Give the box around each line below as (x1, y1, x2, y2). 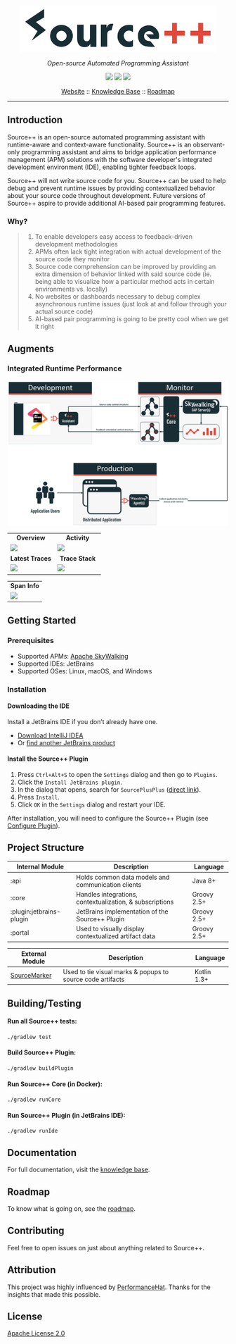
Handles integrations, (76, 890, 138, 898)
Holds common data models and (76, 873, 170, 881)
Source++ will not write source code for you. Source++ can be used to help (7, 176, 226, 185)
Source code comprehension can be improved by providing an (34, 263, 216, 271)
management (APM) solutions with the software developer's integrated (7, 155, 213, 163)
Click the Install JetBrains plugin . (17, 778, 123, 787)
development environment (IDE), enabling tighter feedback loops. (7, 163, 197, 171)
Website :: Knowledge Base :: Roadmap (60, 87, 176, 95)
